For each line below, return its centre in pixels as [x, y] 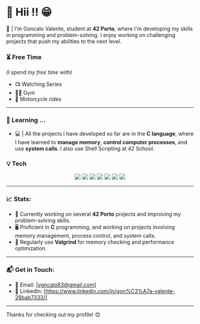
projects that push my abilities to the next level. [64, 41]
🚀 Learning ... [26, 120]
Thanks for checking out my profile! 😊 [53, 314]
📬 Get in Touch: [30, 270]
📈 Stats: [19, 199]
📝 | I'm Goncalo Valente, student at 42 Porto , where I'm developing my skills [100, 29]
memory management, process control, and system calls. [85, 236]
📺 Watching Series [38, 84]
